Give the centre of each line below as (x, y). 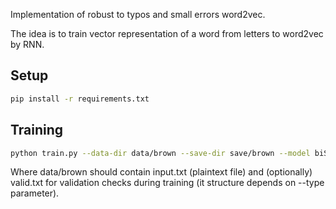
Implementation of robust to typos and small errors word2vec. (138, 14)
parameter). (35, 193)
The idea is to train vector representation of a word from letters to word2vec (167, 33)
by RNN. (27, 44)
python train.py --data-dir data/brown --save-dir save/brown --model (160, 153)
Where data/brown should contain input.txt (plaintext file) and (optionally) (161, 172)
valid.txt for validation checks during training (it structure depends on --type (167, 183)
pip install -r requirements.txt (80, 99)
